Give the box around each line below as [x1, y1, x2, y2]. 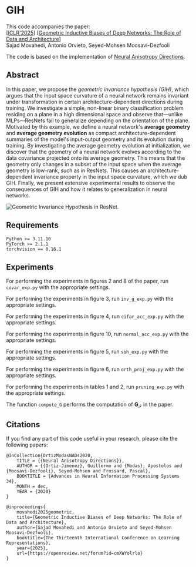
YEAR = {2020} [16, 488, 51, 494]
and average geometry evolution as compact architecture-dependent [6, 129, 176, 136]
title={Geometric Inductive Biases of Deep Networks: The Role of [16, 514, 183, 520]
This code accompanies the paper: [6, 23, 90, 30]
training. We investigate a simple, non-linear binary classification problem [6, 104, 184, 112]
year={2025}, [16, 545, 49, 551]
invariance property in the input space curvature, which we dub [33, 173, 188, 180]
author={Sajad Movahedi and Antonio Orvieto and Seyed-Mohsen [16, 524, 172, 531]
